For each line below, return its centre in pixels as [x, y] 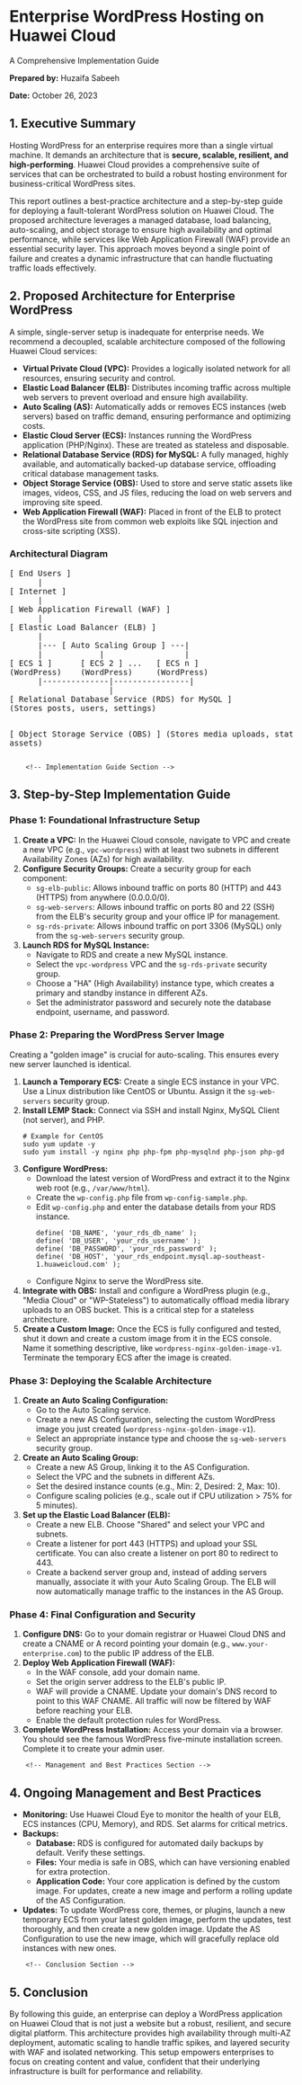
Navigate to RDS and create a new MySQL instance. [132, 954]
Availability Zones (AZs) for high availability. [103, 859]
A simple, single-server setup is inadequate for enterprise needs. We [137, 332]
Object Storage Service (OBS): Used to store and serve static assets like [157, 483]
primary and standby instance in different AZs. [122, 993]
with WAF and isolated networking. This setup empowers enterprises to [142, 2053]
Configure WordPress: [65, 1168]
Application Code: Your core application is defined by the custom [158, 1882]
